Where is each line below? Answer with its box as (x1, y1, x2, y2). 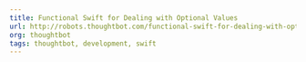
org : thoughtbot (9, 30, 71, 39)
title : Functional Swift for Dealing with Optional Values (9, 13, 239, 23)
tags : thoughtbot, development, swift (9, 38, 157, 48)
